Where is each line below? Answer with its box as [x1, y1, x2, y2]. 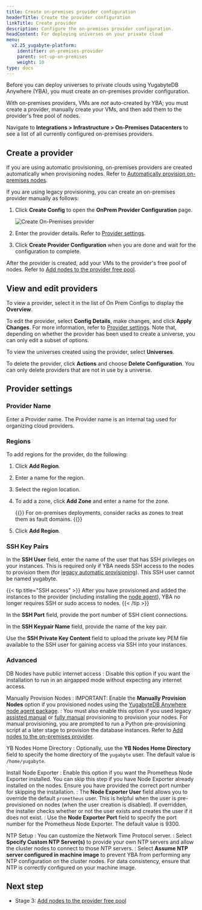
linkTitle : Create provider [6, 20, 77, 26]
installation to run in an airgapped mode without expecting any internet [6, 676, 182, 683]
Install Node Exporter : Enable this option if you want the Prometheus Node [6, 769, 193, 776]
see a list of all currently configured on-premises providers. [6, 130, 154, 137]
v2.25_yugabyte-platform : [11, 43, 77, 49]
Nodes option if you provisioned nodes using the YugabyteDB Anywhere [6, 700, 187, 708]
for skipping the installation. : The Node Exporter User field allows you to [6, 788, 188, 795]
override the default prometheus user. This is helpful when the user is [6, 794, 177, 802]
